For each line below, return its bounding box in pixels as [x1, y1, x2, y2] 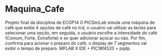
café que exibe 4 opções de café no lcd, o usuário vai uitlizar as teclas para [5, 24, 156, 30]
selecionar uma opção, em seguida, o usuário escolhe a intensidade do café [5, 30, 158, 36]
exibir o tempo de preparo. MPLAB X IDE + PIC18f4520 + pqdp [5, 45, 130, 51]
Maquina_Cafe [5, 3, 65, 15]
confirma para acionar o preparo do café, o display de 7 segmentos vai [5, 40, 147, 46]
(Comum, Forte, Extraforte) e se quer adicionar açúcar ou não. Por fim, [5, 35, 146, 41]
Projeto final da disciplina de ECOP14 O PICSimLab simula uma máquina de [5, 19, 155, 25]
